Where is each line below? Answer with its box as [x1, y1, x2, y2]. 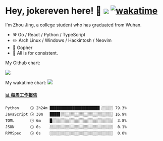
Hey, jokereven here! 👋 [5, 5, 102, 17]
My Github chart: [5, 60, 40, 66]
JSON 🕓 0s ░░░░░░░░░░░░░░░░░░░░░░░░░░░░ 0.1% [5, 124, 127, 130]
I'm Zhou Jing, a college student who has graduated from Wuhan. [5, 22, 142, 28]
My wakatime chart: [5, 79, 46, 85]
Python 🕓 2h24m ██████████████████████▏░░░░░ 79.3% [5, 106, 127, 111]
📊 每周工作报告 [5, 91, 38, 98]
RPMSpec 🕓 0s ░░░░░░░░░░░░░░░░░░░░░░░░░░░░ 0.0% [5, 131, 127, 136]
